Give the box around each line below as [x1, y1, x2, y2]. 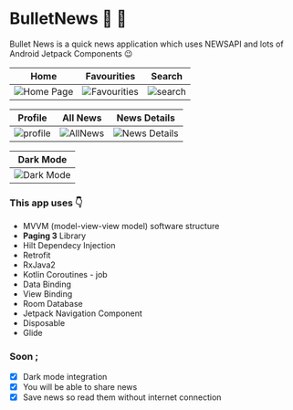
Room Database [22, 299, 84, 310]
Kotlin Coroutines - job [22, 269, 108, 280]
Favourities [85, 69, 136, 82]
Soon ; [9, 351, 39, 363]
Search [151, 69, 183, 82]
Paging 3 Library [22, 230, 87, 241]
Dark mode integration [22, 371, 108, 382]
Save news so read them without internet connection [22, 392, 222, 403]
